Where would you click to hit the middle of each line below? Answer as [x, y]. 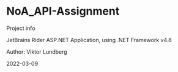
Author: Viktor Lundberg [37, 52]
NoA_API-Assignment [63, 11]
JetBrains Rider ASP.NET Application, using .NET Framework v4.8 [89, 40]
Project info [21, 28]
